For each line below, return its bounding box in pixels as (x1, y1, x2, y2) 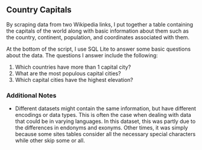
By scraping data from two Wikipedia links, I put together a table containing (6, 20, 194, 28)
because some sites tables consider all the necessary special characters (14, 131, 196, 138)
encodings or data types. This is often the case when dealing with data (14, 111, 192, 119)
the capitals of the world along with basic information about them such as (6, 27, 189, 34)
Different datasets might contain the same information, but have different (14, 105, 197, 112)
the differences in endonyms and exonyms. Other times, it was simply (14, 124, 188, 131)
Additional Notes (6, 91, 57, 99)
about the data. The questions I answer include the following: (6, 51, 158, 59)
